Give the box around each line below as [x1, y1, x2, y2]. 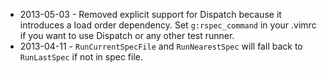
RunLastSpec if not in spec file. [19, 51, 143, 63]
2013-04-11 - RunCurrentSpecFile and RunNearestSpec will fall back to [19, 40, 303, 52]
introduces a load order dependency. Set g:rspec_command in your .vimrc [19, 19, 317, 31]
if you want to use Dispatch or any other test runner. [19, 30, 235, 41]
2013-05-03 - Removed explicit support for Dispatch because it [19, 9, 282, 20]
